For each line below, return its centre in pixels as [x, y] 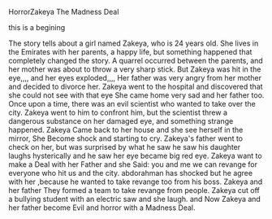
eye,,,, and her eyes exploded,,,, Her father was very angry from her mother [135, 78]
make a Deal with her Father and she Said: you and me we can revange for [133, 164]
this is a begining [37, 27]
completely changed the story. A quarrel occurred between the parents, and [136, 61]
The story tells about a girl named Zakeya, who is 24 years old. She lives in [134, 43]
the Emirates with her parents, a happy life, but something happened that [130, 52]
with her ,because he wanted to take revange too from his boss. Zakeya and [136, 182]
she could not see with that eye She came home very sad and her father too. [136, 95]
